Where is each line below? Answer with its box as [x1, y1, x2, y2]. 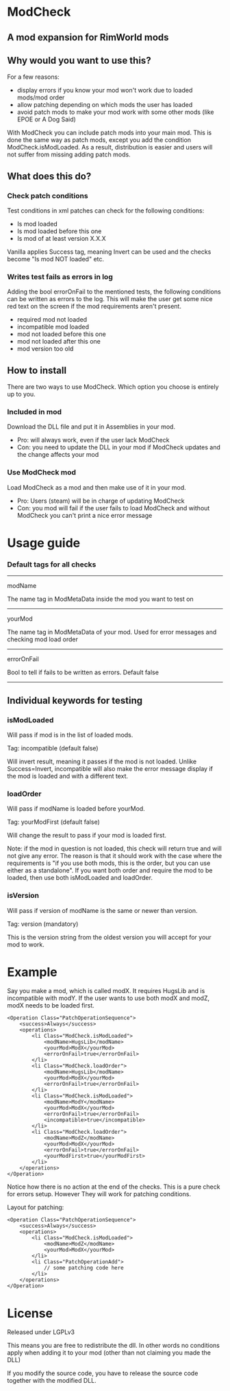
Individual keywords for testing [7, 694, 143, 706]
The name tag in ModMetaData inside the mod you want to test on [7, 595, 194, 604]
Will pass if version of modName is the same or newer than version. [7, 906, 198, 914]
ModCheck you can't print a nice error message [16, 511, 153, 519]
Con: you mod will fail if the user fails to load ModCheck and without [16, 503, 210, 512]
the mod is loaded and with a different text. [7, 772, 129, 780]
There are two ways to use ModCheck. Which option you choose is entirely [7, 383, 219, 391]
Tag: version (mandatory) [7, 920, 79, 928]
